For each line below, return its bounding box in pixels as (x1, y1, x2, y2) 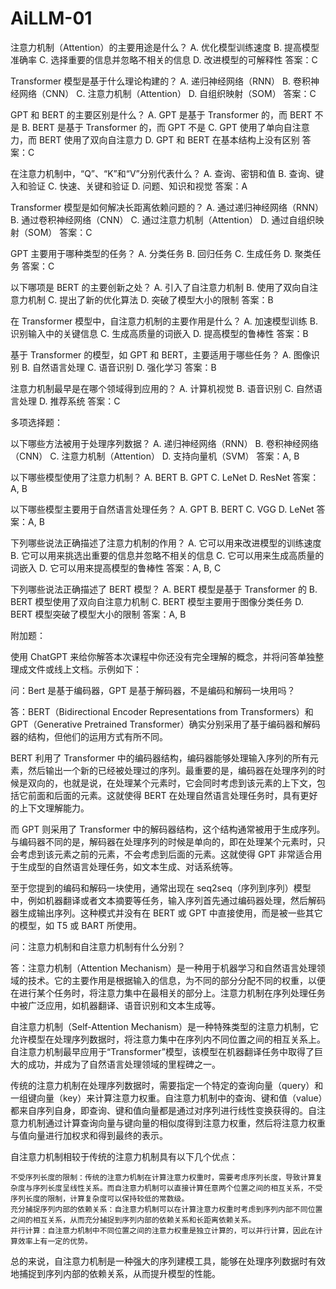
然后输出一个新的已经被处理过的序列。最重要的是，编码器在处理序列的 (27, 764, 317, 776)
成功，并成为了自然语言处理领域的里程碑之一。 (27, 1058, 221, 1070)
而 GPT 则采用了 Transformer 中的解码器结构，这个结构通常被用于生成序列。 (10, 823, 326, 835)
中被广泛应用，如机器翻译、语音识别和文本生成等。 (10, 999, 221, 1011)
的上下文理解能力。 (10, 802, 90, 814)
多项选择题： (10, 416, 63, 428)
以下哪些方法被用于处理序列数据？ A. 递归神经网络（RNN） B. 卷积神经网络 (10, 437, 319, 449)
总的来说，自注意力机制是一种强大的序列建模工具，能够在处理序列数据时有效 (10, 1255, 326, 1267)
